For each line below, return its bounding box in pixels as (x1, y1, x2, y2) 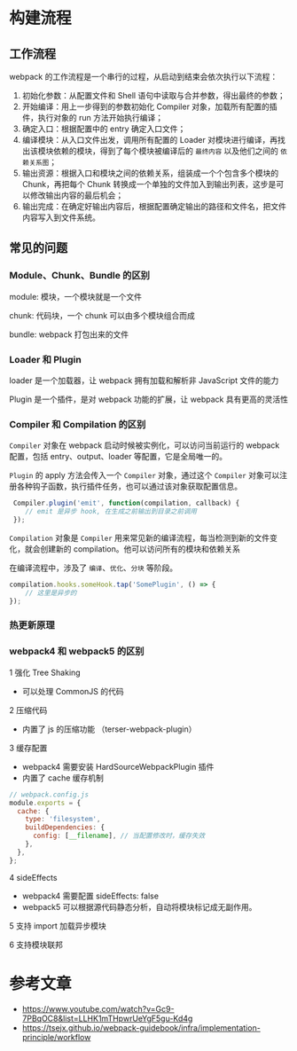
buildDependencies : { (25, 823, 105, 832)
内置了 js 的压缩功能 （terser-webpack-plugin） (21, 724, 197, 734)
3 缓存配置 (9, 742, 48, 753)
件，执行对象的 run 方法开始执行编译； (21, 113, 164, 122)
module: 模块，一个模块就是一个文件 (9, 291, 143, 302)
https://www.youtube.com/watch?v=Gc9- (21, 1003, 175, 1014)
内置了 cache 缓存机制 (21, 773, 105, 783)
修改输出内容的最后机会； (29, 190, 124, 200)
